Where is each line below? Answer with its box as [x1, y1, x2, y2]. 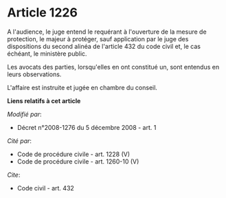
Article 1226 [7, 5, 78, 21]
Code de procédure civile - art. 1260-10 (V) [16, 157, 139, 166]
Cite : [7, 170, 21, 179]
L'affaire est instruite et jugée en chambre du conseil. [7, 83, 158, 91]
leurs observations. [7, 70, 62, 78]
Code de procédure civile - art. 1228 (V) [16, 150, 131, 158]
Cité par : [7, 136, 32, 145]
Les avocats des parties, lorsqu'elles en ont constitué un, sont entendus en [7, 63, 220, 71]
